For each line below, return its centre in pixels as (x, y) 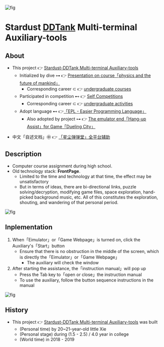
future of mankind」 (40, 83)
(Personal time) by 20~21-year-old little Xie (63, 329)
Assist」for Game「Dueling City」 (61, 127)
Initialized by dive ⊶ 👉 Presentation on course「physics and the (85, 75)
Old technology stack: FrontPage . (46, 171)
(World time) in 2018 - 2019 (47, 340)
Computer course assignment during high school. (62, 166)
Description (23, 154)
